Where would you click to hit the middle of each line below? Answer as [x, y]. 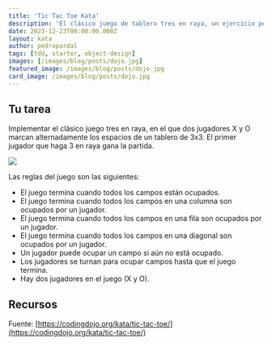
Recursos [33, 304]
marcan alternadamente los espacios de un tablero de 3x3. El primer [123, 137]
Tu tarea [30, 109]
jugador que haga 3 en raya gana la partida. [81, 146]
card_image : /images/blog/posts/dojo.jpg [79, 76]
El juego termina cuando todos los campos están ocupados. [120, 192]
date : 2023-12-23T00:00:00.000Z [63, 31]
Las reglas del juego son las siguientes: [74, 177]
